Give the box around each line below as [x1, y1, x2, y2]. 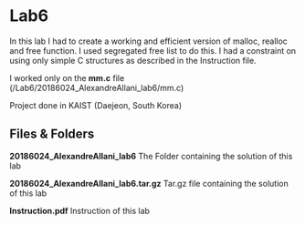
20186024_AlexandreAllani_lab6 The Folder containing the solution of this [9, 150, 293, 161]
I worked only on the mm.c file [9, 72, 125, 83]
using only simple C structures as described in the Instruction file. [9, 55, 258, 66]
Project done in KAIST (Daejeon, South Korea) [9, 99, 183, 110]
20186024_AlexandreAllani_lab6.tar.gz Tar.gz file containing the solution [9, 178, 289, 189]
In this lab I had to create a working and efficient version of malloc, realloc [9, 36, 288, 46]
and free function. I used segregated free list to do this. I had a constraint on [9, 45, 297, 56]
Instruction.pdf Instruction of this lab [9, 205, 151, 216]
